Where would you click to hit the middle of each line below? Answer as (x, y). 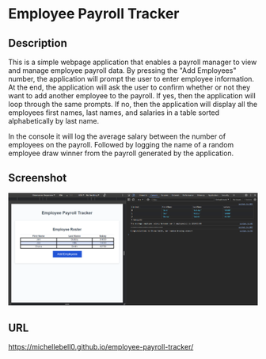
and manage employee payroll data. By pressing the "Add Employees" (122, 71)
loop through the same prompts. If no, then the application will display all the (133, 104)
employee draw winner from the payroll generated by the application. (121, 153)
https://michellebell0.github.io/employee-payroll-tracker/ (101, 347)
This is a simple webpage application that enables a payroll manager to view (133, 62)
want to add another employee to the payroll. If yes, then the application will (132, 95)
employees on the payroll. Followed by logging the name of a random (121, 145)
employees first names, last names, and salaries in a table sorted (114, 113)
